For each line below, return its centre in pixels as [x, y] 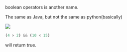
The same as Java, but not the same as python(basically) [64, 17]
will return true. [21, 45]
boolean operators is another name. [42, 7]
